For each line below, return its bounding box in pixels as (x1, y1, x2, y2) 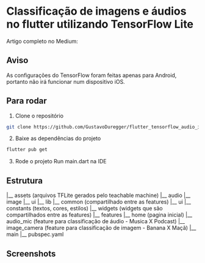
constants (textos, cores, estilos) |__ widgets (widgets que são (6, 205, 163, 212)
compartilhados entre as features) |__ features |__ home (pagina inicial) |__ (6, 211, 193, 218)
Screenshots (6, 248, 56, 259)
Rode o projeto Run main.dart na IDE (15, 158, 107, 165)
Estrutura (6, 176, 43, 186)
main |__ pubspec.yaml (6, 231, 64, 238)
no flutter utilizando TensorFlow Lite (6, 17, 194, 31)
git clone (6, 124, 32, 130)
